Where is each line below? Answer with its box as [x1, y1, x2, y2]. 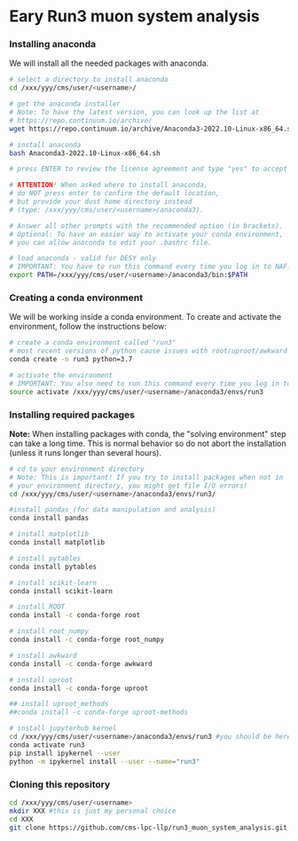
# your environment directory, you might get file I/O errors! [9, 481, 248, 490]
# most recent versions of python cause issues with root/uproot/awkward [9, 346, 288, 356]
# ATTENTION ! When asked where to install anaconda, [9, 180, 208, 190]
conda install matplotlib [9, 538, 105, 547]
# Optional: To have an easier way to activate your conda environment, [9, 229, 284, 239]
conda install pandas [9, 513, 90, 523]
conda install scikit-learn [9, 586, 114, 596]
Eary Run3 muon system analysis [9, 6, 260, 27]
